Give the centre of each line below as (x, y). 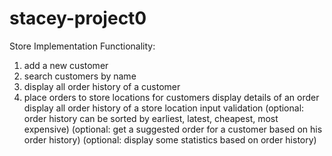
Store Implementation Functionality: (82, 46)
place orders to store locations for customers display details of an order (171, 97)
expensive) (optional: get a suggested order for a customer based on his (173, 129)
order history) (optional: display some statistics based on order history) (170, 139)
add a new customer (66, 65)
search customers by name (80, 76)
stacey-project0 (78, 18)
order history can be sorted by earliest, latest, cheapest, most (151, 118)
